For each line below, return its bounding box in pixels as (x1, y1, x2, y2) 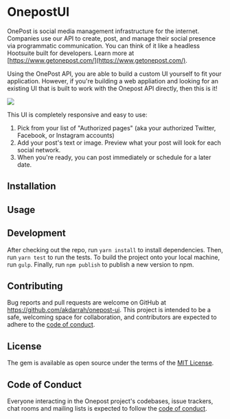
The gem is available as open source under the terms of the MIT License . (7, 359, 214, 367)
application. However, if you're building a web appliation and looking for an (7, 76, 218, 85)
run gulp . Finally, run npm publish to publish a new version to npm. (7, 260, 194, 269)
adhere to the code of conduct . (7, 320, 95, 329)
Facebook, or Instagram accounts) (16, 131, 115, 139)
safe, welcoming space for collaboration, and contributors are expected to (7, 313, 218, 321)
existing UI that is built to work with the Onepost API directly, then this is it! (7, 84, 218, 92)
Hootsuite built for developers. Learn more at (7, 49, 135, 57)
